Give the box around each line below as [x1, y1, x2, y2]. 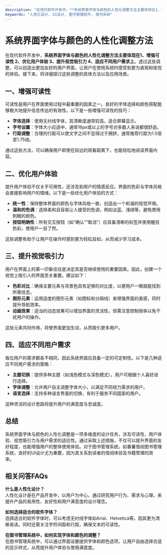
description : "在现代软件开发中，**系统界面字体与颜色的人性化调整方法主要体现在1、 [5, 7, 162, 12]
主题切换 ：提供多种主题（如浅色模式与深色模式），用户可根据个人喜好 [12, 372, 154, 378]
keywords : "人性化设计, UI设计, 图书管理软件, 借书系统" [5, 12, 113, 17]
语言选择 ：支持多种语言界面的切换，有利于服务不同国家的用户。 [12, 390, 143, 396]
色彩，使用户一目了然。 [12, 225, 61, 232]
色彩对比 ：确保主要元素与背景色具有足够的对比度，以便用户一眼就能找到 [12, 282, 161, 289]
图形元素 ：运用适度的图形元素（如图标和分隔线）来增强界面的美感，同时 [12, 295, 161, 301]
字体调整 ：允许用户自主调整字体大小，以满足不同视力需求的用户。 [12, 384, 148, 390]
